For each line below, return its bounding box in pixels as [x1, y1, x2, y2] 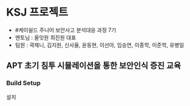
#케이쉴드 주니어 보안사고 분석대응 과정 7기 [14, 26, 117, 34]
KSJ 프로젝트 [6, 5, 69, 19]
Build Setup [6, 79, 41, 87]
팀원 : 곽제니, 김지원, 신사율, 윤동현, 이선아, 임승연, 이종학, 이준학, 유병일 [14, 41, 185, 49]
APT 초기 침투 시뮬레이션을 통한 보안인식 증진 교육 [6, 60, 182, 71]
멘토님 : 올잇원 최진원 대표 [14, 34, 76, 41]
